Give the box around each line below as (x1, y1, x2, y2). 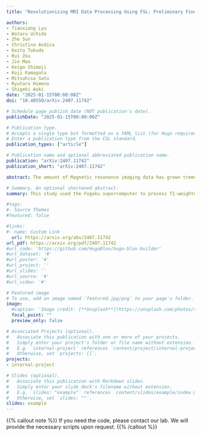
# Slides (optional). (6, 373, 60, 379)
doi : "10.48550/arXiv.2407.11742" (6, 98, 93, 104)
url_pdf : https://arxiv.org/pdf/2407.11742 (6, 240, 117, 246)
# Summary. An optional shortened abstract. (6, 185, 119, 191)
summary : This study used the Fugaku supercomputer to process (6, 190, 167, 196)
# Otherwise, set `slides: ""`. (6, 395, 93, 401)
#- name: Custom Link (6, 229, 60, 235)
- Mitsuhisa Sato (6, 75, 50, 81)
